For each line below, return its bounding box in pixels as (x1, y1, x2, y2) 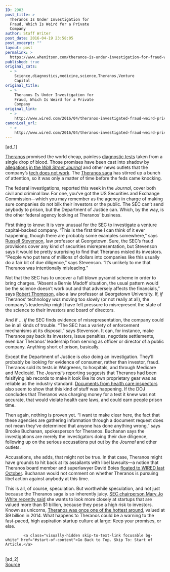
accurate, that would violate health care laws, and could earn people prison (5, 397, 163, 403)
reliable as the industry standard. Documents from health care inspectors (5, 381, 158, 387)
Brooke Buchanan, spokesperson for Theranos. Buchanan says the (5, 428, 145, 434)
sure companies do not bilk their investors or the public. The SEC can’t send (5, 201, 164, 207)
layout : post (5, 45, 33, 50)
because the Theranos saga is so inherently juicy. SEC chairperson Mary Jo (5, 491, 163, 497)
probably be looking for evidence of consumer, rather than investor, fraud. (5, 359, 160, 365)
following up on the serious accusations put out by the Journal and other (5, 439, 157, 445)
